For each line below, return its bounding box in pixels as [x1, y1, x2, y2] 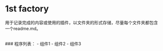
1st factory [5, 3, 49, 14]
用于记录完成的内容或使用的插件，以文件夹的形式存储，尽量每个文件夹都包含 [5, 20, 158, 25]
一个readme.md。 [5, 25, 41, 31]
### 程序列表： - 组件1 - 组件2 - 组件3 [5, 41, 81, 46]
